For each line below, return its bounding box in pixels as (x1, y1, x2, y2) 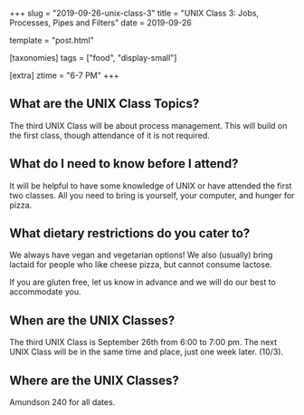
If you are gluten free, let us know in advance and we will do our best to (9, 276, 276, 288)
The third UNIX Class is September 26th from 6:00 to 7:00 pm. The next (9, 337, 278, 348)
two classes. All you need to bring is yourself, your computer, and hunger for (9, 189, 295, 200)
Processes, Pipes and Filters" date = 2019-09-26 (9, 17, 192, 28)
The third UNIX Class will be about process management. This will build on (9, 120, 288, 130)
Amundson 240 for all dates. (9, 397, 116, 408)
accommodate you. (9, 286, 81, 297)
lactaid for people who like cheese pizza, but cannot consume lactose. (9, 259, 273, 270)
